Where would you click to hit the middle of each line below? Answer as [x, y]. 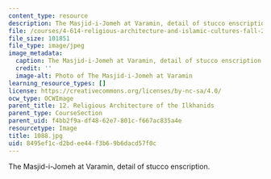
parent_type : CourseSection [56, 114]
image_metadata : [35, 53]
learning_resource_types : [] [57, 83]
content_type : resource [48, 16]
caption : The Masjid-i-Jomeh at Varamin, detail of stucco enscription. [140, 61]
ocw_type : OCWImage [41, 98]
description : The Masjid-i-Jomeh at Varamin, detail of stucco [117, 23]
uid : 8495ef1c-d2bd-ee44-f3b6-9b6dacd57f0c [83, 143]
